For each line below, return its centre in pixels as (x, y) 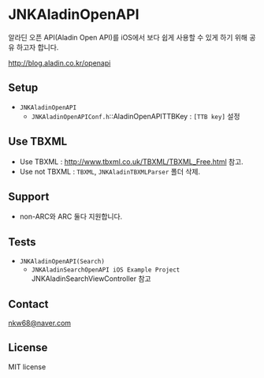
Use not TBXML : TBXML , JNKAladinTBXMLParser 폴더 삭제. (110, 171)
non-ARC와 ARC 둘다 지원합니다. (71, 217)
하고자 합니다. (37, 47)
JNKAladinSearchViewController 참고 (91, 279)
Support (29, 196)
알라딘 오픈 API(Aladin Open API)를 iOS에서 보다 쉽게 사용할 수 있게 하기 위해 (128, 37)
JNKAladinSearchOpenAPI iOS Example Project (106, 270)
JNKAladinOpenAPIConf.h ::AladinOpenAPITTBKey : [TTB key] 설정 (136, 116)
